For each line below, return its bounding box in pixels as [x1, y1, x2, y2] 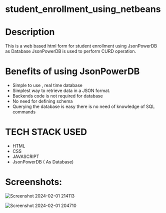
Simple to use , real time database [12, 82, 82, 88]
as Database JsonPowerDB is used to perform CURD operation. [5, 48, 136, 54]
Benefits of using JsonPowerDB [5, 66, 140, 77]
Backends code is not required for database [12, 93, 103, 99]
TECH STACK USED [5, 126, 87, 138]
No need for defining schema [12, 98, 73, 104]
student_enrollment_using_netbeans [5, 3, 161, 15]
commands [12, 109, 36, 115]
